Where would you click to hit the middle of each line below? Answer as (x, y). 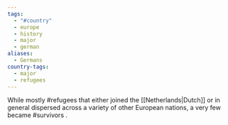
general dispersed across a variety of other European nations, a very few (114, 108)
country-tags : (28, 67)
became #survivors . (37, 115)
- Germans (28, 60)
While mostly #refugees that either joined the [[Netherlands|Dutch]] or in (114, 100)
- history (28, 34)
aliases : (20, 54)
